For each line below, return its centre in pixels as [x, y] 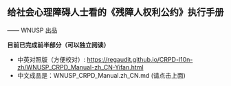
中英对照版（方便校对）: [51, 59]
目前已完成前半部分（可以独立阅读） [58, 45]
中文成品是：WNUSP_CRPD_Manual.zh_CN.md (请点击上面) [101, 75]
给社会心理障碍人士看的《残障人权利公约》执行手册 [115, 12]
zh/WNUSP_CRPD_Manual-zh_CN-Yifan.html [80, 67]
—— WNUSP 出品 [32, 30]
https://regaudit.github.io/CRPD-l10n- [140, 59]
